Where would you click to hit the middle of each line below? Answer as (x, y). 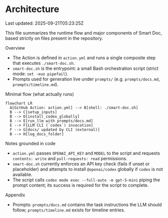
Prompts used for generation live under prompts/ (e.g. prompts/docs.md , (86, 79)
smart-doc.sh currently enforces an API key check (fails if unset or (81, 164)
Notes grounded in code (30, 143)
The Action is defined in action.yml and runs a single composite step (84, 58)
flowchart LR (19, 103)
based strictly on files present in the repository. (54, 38)
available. (22, 174)
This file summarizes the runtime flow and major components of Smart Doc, (84, 33)
